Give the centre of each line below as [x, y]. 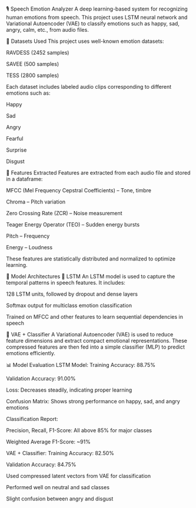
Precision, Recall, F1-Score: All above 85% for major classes [79, 430]
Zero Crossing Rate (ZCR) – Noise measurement [64, 213]
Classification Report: [32, 419]
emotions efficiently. [31, 353]
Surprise [16, 150]
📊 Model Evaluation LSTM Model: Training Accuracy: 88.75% [81, 365]
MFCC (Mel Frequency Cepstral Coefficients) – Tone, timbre [79, 190]
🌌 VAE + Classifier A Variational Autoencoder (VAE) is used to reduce [90, 334]
